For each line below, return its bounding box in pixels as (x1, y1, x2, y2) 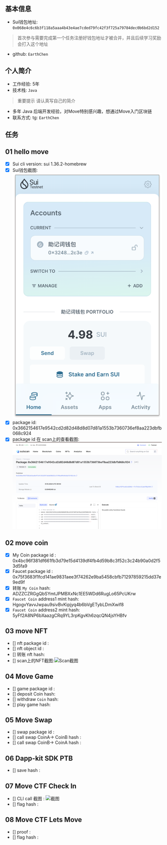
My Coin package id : (12, 552, 56, 558)
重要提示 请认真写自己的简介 (17, 98, 76, 104)
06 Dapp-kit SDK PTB (5, 754, 73, 762)
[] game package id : (12, 686, 55, 692)
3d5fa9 (12, 563, 27, 569)
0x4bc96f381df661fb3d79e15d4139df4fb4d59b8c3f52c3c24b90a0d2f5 (12, 558, 161, 563)
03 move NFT (5, 627, 48, 635)
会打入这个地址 (17, 41, 48, 47)
